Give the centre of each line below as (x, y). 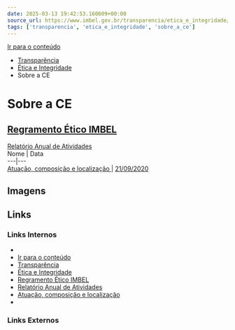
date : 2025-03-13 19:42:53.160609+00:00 (67, 14)
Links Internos (32, 235)
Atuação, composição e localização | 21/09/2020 (78, 169)
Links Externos (33, 320)
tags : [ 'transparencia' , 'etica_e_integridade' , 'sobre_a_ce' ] (101, 27)
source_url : (24, 20)
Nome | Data (26, 154)
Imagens (27, 191)
